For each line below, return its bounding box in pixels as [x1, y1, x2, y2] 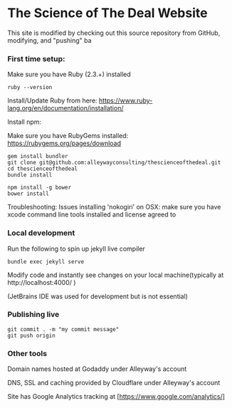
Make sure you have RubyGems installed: [7, 132, 129, 140]
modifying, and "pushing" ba [7, 36, 92, 44]
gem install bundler [7, 153, 69, 160]
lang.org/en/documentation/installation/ [7, 104, 124, 113]
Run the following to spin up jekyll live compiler [7, 244, 146, 253]
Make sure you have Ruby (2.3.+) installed [7, 70, 132, 79]
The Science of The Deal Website [7, 5, 208, 21]
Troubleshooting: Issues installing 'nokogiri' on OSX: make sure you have [7, 203, 221, 211]
